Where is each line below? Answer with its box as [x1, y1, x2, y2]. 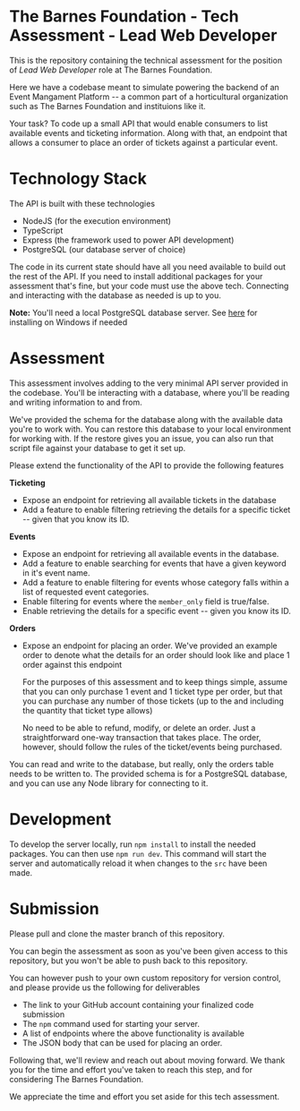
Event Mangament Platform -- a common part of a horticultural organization [9, 91, 288, 102]
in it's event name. [21, 567, 90, 578]
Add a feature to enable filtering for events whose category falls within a [21, 577, 289, 587]
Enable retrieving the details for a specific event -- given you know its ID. [21, 605, 291, 616]
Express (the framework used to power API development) [21, 235, 235, 245]
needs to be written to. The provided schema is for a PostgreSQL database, [9, 768, 288, 779]
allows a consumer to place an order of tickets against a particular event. [9, 137, 279, 148]
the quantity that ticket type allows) [21, 705, 153, 715]
